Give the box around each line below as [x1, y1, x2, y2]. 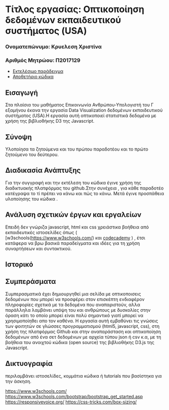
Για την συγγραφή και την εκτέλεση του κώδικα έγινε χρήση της [5, 179, 142, 185]
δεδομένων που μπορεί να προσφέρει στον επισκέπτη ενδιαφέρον [5, 296, 145, 302]
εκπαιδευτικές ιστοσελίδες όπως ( [5, 229, 77, 235]
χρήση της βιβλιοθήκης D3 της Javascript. [5, 118, 95, 124]
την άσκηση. [5, 378, 32, 384]
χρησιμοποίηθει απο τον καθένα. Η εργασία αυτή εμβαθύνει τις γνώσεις [5, 318, 158, 324]
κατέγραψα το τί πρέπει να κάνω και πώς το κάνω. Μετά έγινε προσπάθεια [5, 190, 164, 196]
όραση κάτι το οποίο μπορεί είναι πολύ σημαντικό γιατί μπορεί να [5, 312, 144, 318]
